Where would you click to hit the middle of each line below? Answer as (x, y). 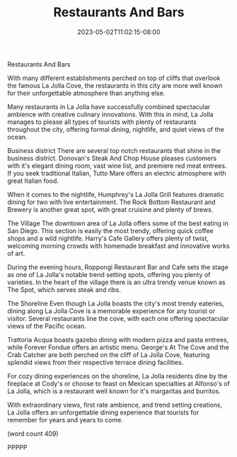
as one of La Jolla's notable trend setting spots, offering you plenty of (109, 274)
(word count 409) (33, 434)
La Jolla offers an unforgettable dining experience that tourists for (103, 412)
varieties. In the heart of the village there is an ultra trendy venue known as (116, 282)
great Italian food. (33, 181)
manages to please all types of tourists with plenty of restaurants (102, 122)
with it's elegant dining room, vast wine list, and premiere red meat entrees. (117, 165)
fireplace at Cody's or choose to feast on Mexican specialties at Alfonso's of (118, 383)
